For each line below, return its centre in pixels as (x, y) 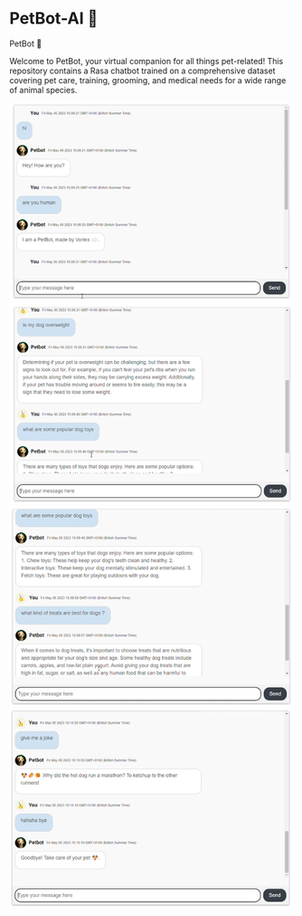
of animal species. (43, 90)
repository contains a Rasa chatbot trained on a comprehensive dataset (142, 71)
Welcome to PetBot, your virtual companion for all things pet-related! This (146, 61)
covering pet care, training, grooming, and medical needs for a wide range (148, 80)
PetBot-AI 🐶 (54, 19)
